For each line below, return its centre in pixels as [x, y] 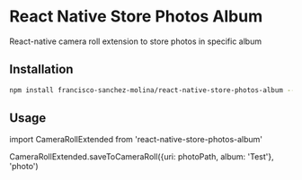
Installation [41, 69]
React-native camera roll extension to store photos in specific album [136, 41]
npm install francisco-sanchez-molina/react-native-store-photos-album [146, 90]
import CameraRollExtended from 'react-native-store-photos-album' [136, 140]
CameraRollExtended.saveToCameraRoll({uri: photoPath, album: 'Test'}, [142, 157]
